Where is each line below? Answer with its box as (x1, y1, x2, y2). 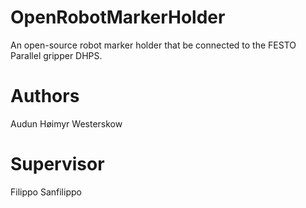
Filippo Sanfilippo (10, 186, 82, 198)
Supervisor (10, 153, 105, 176)
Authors (10, 85, 80, 108)
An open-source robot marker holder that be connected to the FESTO (10, 39, 297, 51)
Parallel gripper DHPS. (10, 49, 103, 61)
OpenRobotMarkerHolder (10, 6, 226, 29)
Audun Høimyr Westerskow (10, 117, 123, 130)
